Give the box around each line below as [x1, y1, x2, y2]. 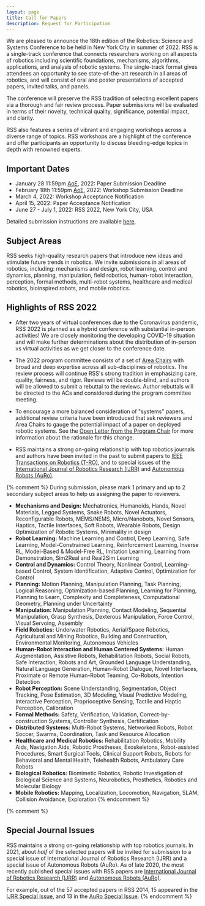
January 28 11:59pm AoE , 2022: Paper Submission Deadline [15, 180, 166, 187]
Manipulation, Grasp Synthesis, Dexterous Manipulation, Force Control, [15, 613, 195, 620]
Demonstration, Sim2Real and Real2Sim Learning [15, 554, 140, 562]
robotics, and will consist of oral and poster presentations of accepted [6, 76, 184, 83]
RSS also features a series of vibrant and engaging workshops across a [6, 126, 187, 134]
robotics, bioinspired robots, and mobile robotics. [6, 285, 130, 292]
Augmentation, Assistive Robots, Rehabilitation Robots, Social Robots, [15, 652, 191, 659]
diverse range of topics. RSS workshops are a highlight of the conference [6, 133, 192, 140]
